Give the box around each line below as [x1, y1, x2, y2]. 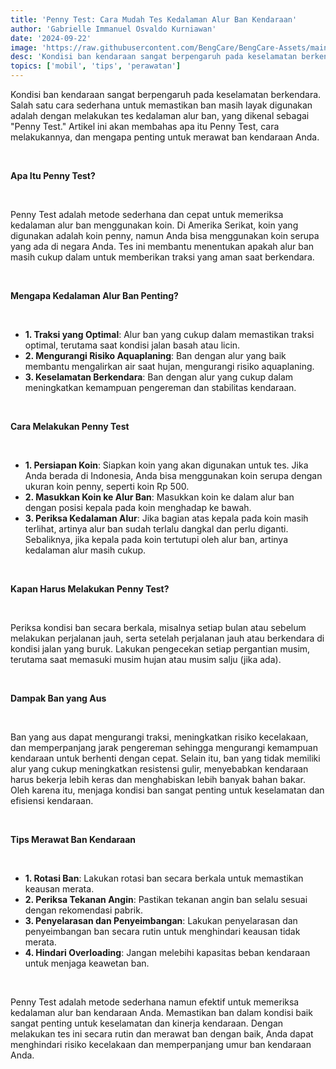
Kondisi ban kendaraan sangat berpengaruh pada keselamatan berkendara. [10, 89, 322, 100]
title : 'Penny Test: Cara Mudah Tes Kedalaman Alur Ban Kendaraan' [10, 14, 298, 25]
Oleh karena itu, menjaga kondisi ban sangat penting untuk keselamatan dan [10, 784, 325, 796]
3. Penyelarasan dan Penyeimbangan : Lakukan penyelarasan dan [24, 915, 298, 926]
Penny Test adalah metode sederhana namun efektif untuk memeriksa [10, 996, 300, 1008]
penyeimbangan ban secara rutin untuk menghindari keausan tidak [24, 926, 301, 937]
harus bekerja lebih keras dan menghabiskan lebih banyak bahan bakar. [10, 774, 306, 785]
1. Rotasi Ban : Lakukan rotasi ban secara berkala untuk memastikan [24, 872, 304, 884]
